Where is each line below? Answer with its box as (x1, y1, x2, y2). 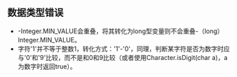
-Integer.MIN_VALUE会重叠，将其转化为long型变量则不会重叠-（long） (17, 27, 224, 35)
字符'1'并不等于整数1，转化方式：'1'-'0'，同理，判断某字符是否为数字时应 (17, 45, 231, 53)
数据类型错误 (7, 6, 64, 19)
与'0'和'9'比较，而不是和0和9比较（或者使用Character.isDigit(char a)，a (17, 53, 228, 61)
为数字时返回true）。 (17, 62, 77, 71)
